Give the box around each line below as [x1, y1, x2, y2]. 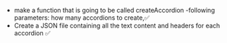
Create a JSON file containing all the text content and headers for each [13, 21, 221, 30]
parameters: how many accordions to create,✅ [13, 13, 150, 22]
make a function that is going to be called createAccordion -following [13, 6, 215, 14]
